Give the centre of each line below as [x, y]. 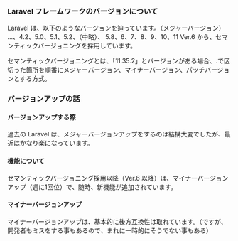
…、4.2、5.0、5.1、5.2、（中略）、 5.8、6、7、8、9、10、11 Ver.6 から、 [112, 37]
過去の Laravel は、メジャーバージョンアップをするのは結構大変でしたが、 [116, 134]
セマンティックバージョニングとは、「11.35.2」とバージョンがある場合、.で [116, 61]
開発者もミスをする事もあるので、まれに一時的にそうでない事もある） [110, 230]
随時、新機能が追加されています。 [128, 187]
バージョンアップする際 [42, 117]
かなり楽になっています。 [56, 143]
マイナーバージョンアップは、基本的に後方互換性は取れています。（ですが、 [117, 221]
